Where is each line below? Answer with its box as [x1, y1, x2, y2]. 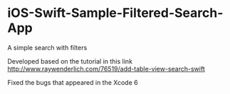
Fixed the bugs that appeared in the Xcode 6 [7, 78, 138, 86]
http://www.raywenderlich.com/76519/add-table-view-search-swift [7, 64, 205, 73]
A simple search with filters [7, 43, 88, 52]
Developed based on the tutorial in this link [7, 57, 133, 65]
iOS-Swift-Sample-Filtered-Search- [7, 5, 224, 21]
